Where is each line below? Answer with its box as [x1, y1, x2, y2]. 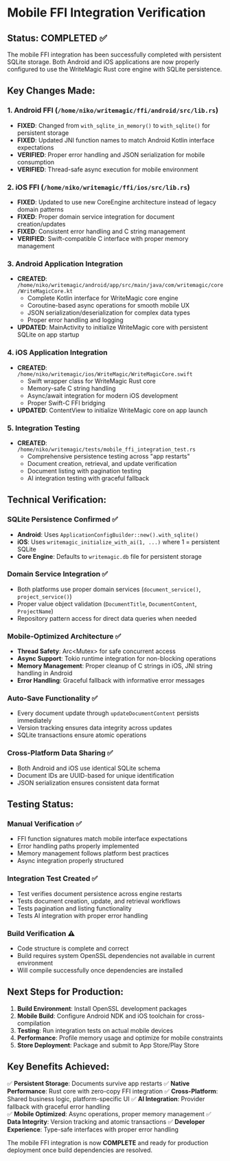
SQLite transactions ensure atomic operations [16, 731, 147, 739]
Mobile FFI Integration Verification [7, 5, 206, 21]
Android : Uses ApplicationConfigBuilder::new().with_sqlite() [16, 530, 199, 538]
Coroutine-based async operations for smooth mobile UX [27, 301, 190, 310]
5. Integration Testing [7, 423, 80, 433]
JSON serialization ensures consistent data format [16, 778, 160, 787]
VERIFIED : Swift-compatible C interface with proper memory [16, 234, 189, 242]
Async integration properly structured [16, 857, 124, 865]
